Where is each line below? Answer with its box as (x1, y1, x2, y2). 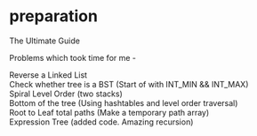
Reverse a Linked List (9, 69, 87, 80)
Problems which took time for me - (9, 52, 136, 63)
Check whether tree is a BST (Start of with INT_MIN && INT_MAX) (9, 79, 249, 89)
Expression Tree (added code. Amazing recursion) (9, 117, 194, 127)
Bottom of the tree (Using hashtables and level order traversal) (9, 97, 238, 108)
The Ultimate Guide (9, 35, 80, 46)
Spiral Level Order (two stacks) (9, 88, 123, 99)
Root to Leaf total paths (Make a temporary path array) (9, 107, 210, 117)
